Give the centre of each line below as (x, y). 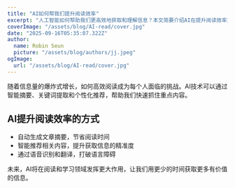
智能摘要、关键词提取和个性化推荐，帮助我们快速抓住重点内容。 (99, 95)
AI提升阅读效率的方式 (54, 119)
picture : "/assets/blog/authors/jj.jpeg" (75, 53)
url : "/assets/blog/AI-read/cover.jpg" (72, 65)
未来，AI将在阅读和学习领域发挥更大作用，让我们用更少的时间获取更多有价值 (117, 169)
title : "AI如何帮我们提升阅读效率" (53, 14)
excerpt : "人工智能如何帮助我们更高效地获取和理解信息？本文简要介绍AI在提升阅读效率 (117, 20)
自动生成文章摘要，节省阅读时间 (63, 137)
